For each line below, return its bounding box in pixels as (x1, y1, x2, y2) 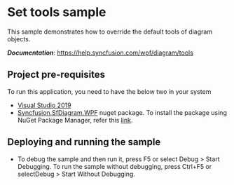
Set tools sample (7, 4, 106, 20)
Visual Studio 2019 (17, 101, 71, 109)
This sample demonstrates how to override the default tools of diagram (7, 27, 212, 36)
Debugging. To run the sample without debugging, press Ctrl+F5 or (17, 162, 212, 170)
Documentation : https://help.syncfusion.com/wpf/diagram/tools (7, 48, 194, 57)
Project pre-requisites (7, 69, 106, 81)
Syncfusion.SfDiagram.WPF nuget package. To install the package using (17, 108, 228, 116)
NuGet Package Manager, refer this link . (17, 116, 133, 124)
